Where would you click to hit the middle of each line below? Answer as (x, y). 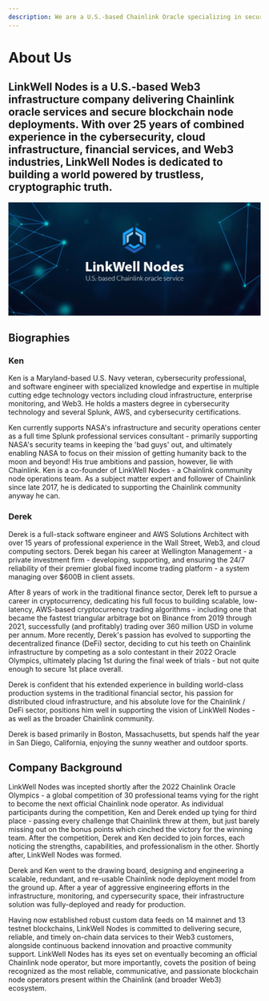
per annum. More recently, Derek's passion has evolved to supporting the (130, 635)
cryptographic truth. (60, 187)
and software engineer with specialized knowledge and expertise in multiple (134, 387)
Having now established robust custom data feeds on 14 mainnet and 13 (127, 920)
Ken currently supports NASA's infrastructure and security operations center (134, 428)
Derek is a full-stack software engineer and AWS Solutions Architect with (129, 534)
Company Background (65, 767)
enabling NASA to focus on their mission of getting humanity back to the (128, 454)
